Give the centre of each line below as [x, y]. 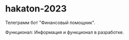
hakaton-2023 [36, 9]
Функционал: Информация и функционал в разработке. [64, 32]
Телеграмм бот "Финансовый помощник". [50, 22]
